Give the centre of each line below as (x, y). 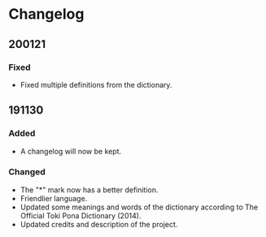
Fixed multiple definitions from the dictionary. (96, 84)
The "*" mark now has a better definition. (89, 190)
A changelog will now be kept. (71, 151)
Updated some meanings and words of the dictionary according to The (139, 207)
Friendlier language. (54, 198)
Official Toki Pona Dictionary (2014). (81, 215)
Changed (27, 172)
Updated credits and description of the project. (99, 224)
